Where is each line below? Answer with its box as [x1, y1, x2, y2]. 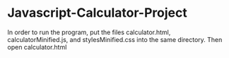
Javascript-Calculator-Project [7, 5, 187, 21]
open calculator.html [7, 43, 67, 51]
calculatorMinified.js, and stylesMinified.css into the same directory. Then [7, 35, 223, 43]
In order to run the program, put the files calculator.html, [7, 28, 171, 36]
